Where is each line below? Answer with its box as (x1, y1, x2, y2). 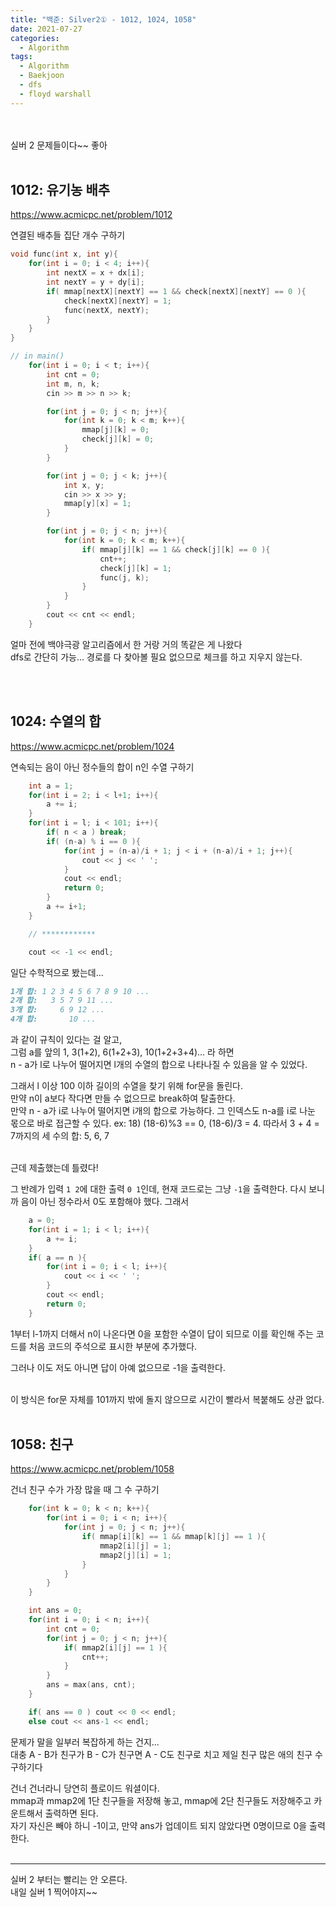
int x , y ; (63, 480, 105, 490)
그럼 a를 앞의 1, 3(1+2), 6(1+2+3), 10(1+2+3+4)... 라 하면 (10, 1046, 235, 1058)
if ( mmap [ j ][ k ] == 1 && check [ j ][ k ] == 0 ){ (81, 544, 271, 555)
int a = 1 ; (28, 781, 74, 791)
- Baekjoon (19, 71, 65, 81)
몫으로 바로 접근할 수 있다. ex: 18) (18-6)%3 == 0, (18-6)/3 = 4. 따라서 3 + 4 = (10, 1117, 320, 1129)
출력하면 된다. (44, 1807, 99, 1819)
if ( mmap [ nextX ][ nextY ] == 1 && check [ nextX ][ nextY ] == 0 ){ (46, 286, 307, 296)
